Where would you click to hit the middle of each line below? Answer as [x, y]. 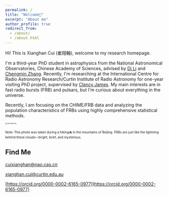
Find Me [18, 152]
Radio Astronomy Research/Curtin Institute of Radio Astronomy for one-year [84, 79]
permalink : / [19, 10]
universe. [15, 95]
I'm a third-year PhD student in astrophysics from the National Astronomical [84, 63]
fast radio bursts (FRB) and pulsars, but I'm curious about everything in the [83, 90]
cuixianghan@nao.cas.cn [32, 164]
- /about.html [24, 38]
